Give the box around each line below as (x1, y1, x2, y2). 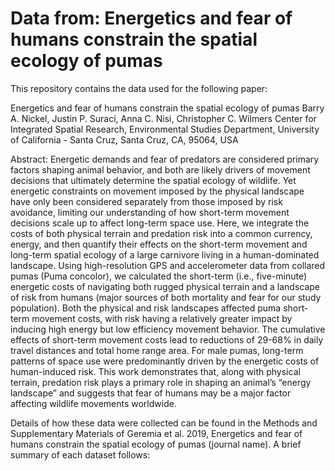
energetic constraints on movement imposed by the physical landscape (10, 185, 305, 197)
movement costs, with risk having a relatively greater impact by (31, 312, 293, 324)
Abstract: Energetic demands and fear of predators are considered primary (10, 153, 320, 165)
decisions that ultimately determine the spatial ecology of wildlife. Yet (10, 174, 297, 186)
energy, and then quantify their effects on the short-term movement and (10, 238, 308, 250)
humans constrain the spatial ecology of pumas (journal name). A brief (10, 438, 302, 450)
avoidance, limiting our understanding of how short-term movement (10, 206, 290, 218)
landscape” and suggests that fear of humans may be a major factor (10, 387, 292, 399)
